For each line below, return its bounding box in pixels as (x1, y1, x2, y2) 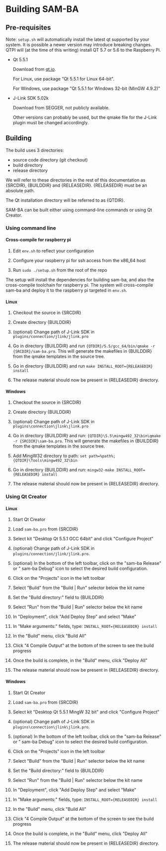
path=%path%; (89, 454, 116, 459)
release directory (12, 167, 48, 173)
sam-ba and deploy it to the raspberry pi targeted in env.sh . (5, 287, 127, 293)
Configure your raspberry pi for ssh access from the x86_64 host (12, 257, 146, 263)
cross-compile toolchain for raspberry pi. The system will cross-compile (5, 282, 153, 288)
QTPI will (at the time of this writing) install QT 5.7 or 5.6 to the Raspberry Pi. (5, 47, 161, 53)
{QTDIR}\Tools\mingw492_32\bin (12, 458, 78, 463)
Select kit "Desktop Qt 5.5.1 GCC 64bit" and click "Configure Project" (12, 536, 154, 542)
